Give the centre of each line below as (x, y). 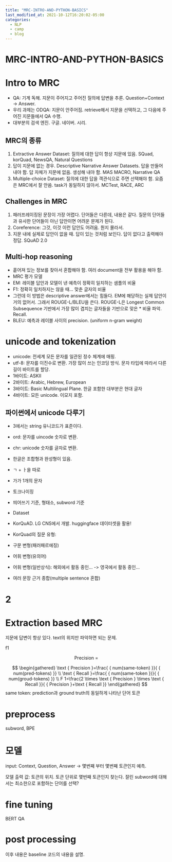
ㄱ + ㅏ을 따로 (27, 470)
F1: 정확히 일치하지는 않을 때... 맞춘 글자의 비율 (59, 289)
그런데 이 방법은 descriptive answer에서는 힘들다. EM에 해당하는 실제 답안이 (90, 295)
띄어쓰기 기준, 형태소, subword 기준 (49, 503)
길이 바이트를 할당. (31, 369)
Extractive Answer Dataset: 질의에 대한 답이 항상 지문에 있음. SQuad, (83, 154)
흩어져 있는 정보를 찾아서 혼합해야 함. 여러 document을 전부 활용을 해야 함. (88, 270)
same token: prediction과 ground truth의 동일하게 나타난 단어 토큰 (73, 693)
